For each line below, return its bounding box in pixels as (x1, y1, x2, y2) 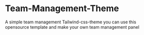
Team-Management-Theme (5, 3, 119, 14)
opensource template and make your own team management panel (5, 24, 140, 30)
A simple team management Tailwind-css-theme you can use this (5, 19, 136, 25)
